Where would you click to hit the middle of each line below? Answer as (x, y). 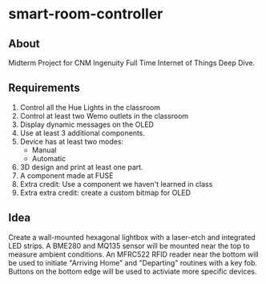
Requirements (44, 88)
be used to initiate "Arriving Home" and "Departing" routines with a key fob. (133, 262)
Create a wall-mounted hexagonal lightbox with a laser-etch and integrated (132, 237)
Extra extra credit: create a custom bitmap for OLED (105, 193)
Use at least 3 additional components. (83, 132)
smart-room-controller (86, 14)
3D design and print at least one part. (81, 167)
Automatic (49, 158)
